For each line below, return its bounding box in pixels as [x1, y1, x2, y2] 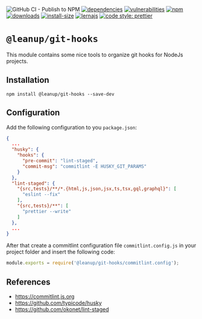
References [6, 277, 51, 287]
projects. [6, 58, 28, 65]
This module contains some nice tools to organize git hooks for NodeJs [6, 51, 183, 58]
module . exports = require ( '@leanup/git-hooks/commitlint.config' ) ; [6, 260, 180, 266]
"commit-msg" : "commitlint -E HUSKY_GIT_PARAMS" [22, 163, 147, 169]
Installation [6, 75, 49, 85]
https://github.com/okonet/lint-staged [14, 306, 109, 313]
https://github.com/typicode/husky [14, 300, 103, 306]
